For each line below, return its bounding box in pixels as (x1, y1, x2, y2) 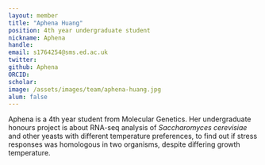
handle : (8, 41, 34, 49)
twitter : (8, 56, 37, 64)
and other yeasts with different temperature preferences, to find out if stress (8, 132, 258, 141)
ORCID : (8, 71, 30, 79)
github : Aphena (8, 63, 59, 71)
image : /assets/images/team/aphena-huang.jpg (8, 85, 161, 94)
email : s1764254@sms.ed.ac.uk (8, 48, 109, 56)
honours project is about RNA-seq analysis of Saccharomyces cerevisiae (8, 123, 248, 132)
